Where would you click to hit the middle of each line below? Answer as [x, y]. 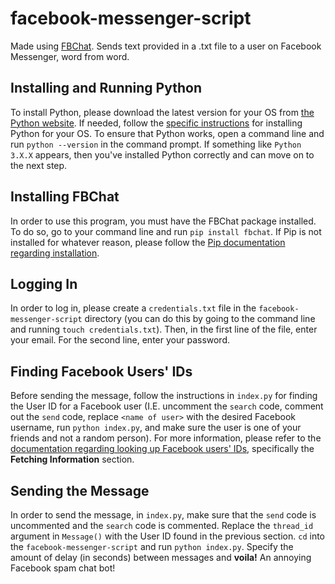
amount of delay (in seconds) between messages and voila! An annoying [161, 557]
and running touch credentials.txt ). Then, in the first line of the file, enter [164, 329]
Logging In [44, 283]
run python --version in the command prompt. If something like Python [156, 144]
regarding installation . [55, 253]
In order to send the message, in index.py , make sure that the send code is [163, 515]
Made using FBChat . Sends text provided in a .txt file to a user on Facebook [166, 46]
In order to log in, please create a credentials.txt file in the [133, 308]
